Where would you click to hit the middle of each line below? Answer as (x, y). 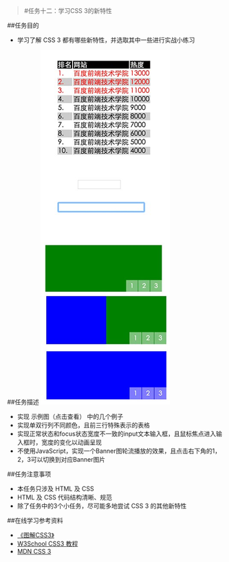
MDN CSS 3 (34, 551)
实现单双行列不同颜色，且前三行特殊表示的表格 (83, 425)
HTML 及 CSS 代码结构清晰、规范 (64, 497)
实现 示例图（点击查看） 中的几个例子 (70, 416)
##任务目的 (23, 25)
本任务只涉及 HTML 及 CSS (55, 488)
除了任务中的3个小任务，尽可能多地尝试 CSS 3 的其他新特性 (102, 506)
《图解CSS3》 (36, 535)
